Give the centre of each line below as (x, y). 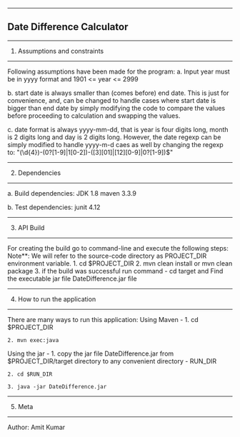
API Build (31, 227)
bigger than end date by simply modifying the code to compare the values (116, 108)
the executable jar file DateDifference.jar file (72, 278)
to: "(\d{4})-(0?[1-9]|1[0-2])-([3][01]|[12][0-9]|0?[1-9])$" (90, 152)
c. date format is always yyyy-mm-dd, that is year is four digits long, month (118, 129)
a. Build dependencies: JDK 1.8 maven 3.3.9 (72, 193)
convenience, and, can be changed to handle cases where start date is (112, 100)
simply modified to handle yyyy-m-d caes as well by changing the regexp (115, 144)
